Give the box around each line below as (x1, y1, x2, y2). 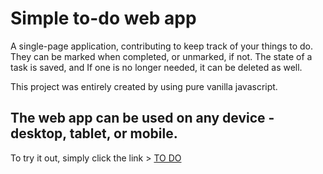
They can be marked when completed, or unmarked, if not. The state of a (10, 50, 313, 62)
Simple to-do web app (10, 7, 197, 30)
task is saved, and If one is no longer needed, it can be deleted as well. (10, 61, 303, 73)
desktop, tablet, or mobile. (10, 125, 178, 142)
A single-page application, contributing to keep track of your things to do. (10, 40, 314, 52)
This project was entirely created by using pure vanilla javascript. (10, 80, 278, 92)
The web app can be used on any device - (10, 110, 275, 127)
